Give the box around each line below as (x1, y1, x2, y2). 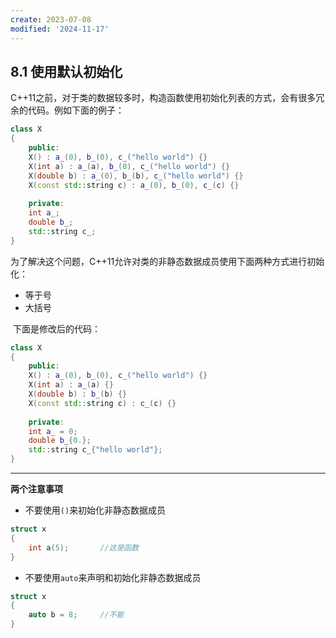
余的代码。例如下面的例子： (10, 104, 125, 116)
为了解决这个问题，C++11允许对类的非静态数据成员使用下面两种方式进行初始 (10, 255, 325, 267)
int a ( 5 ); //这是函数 (28, 542, 140, 553)
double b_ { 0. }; (28, 436, 92, 446)
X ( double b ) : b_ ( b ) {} (28, 389, 128, 400)
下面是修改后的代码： (12, 322, 101, 335)
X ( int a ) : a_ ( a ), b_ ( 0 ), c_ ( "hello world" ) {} (28, 161, 231, 171)
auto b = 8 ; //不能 (28, 610, 125, 620)
